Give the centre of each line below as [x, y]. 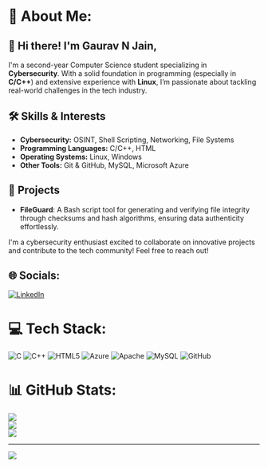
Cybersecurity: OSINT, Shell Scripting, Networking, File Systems [127, 140]
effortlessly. [39, 226]
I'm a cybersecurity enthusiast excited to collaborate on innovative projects [132, 242]
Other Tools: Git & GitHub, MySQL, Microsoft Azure [104, 165]
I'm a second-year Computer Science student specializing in [108, 65]
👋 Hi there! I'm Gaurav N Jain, [83, 46]
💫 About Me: [50, 16]
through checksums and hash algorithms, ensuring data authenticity [132, 218]
